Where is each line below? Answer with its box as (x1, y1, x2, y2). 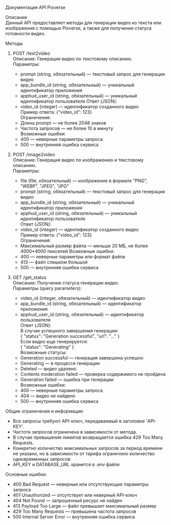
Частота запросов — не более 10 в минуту (20, 125, 113, 131)
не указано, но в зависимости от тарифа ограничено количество (12, 450, 155, 457)
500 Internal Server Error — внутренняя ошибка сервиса (12, 514, 135, 520)
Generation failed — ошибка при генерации (20, 376, 114, 383)
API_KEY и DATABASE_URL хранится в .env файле (12, 462, 120, 467)
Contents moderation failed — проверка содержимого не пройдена (20, 371, 166, 377)
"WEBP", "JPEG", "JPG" (20, 183, 69, 189)
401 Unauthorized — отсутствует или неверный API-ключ (12, 492, 137, 498)
